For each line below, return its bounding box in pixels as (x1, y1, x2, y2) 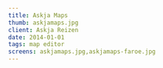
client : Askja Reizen (8, 26, 79, 34)
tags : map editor (8, 41, 65, 48)
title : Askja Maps (8, 11, 68, 20)
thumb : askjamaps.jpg (8, 19, 79, 27)
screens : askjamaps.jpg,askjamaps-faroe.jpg (8, 48, 156, 55)
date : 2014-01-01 (8, 33, 65, 41)
